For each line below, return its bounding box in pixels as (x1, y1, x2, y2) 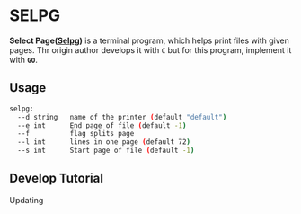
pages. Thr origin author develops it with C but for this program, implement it (9, 44, 292, 55)
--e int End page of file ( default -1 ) (17, 120, 187, 130)
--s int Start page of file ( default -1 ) (17, 146, 195, 156)
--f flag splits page (17, 129, 135, 138)
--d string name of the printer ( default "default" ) (17, 112, 227, 121)
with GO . (9, 54, 39, 65)
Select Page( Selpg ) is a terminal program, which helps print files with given (9, 35, 290, 46)
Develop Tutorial (9, 171, 103, 186)
